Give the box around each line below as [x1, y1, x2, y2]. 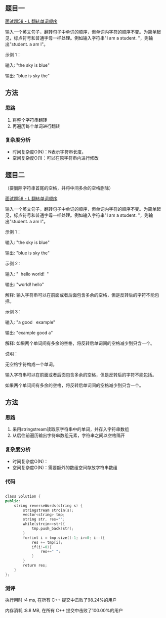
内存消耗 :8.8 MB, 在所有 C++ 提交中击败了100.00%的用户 [5, 607, 124, 613]
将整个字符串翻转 [12, 117, 47, 123]
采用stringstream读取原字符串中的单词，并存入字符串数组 [12, 427, 129, 432]
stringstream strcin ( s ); [23, 508, 74, 513]
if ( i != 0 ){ [31, 544, 52, 550]
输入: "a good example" [5, 319, 56, 325]
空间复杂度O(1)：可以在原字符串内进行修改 [12, 155, 99, 161]
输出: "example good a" [5, 330, 53, 335]
